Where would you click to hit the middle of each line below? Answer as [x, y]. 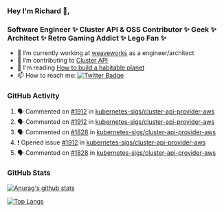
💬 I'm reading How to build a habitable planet [81, 67]
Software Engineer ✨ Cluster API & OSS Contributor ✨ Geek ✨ [112, 29]
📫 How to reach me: [46, 76]
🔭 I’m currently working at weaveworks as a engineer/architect [105, 53]
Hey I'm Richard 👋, [38, 11]
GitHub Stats [29, 173]
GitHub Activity [33, 96]
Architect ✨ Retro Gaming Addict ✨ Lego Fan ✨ [87, 38]
